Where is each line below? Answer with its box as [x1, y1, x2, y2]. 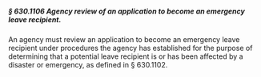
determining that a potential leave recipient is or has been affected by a [8, 52, 243, 61]
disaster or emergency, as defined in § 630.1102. [8, 60, 168, 69]
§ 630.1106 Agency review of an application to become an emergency [8, 6, 246, 16]
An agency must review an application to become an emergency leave [8, 34, 240, 44]
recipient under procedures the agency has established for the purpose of [8, 43, 253, 52]
